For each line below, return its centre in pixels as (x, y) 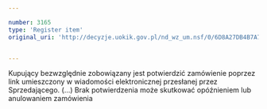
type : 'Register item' (46, 30)
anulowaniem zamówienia (50, 99)
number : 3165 (30, 22)
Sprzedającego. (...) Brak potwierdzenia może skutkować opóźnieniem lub (130, 90)
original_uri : (32, 37)
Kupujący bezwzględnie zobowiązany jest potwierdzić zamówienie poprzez (132, 73)
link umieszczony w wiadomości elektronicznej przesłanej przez (113, 82)
